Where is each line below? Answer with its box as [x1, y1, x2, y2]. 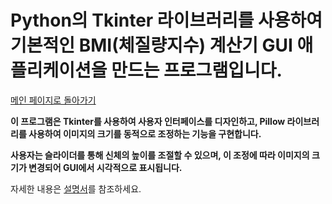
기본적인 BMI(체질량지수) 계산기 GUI [10, 34, 293, 57]
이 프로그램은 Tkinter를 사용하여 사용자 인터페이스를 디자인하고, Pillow [10, 115, 286, 127]
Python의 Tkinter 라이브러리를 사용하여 [10, 9, 323, 32]
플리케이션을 [10, 59, 108, 82]
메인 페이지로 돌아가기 [10, 94, 97, 106]
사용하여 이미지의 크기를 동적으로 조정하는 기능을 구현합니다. [28, 127, 262, 140]
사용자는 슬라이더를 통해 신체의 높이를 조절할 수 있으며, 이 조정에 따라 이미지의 [10, 149, 310, 161]
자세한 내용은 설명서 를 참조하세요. [10, 182, 142, 195]
